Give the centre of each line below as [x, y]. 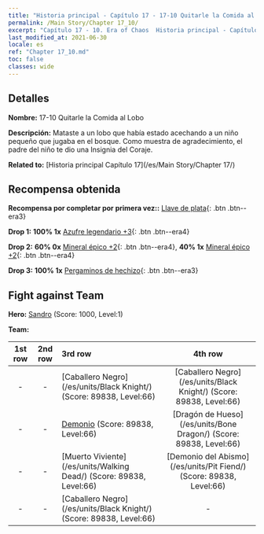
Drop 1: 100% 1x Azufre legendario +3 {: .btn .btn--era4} [99, 232]
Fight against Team [56, 295]
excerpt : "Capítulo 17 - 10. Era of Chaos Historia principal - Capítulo [133, 30]
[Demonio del [191, 457]
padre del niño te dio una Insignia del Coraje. [81, 149]
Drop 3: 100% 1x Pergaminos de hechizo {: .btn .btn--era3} [103, 271]
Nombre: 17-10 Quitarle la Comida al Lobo [76, 117]
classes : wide [31, 67]
